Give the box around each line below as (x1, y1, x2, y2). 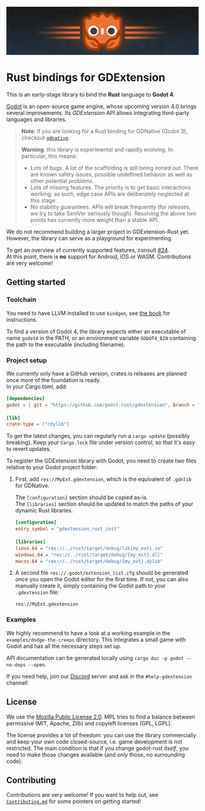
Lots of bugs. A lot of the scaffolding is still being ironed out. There (30, 164, 199, 171)
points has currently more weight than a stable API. (30, 216, 159, 223)
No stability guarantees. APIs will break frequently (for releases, (30, 203, 191, 210)
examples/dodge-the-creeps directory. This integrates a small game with (6, 635, 186, 643)
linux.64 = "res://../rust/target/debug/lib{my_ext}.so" (15, 545, 164, 551)
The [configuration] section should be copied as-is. (15, 494, 148, 502)
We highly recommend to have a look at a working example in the (6, 629, 171, 637)
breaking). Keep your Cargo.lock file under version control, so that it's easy (6, 439, 195, 446)
